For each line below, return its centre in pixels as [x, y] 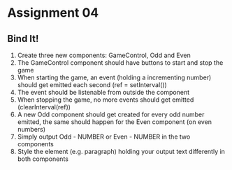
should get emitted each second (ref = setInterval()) [92, 85]
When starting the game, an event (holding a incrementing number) [114, 77]
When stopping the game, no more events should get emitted [106, 100]
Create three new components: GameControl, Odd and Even [104, 55]
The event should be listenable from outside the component [103, 92]
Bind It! [23, 39]
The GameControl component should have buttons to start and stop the [120, 63]
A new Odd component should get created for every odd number [111, 114]
